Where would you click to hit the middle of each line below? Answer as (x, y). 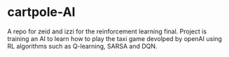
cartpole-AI (41, 12)
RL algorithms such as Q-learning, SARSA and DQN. (82, 46)
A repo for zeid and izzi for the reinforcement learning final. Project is (107, 31)
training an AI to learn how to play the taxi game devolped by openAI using (115, 38)
